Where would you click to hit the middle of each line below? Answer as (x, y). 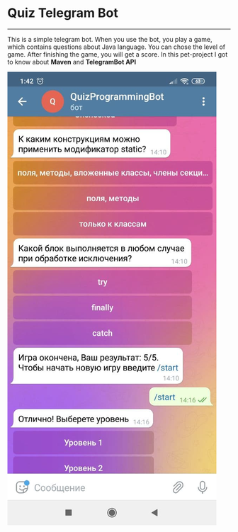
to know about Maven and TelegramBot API (72, 62)
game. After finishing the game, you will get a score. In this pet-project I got (118, 54)
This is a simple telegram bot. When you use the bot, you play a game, (110, 39)
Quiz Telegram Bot (63, 13)
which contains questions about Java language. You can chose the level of (117, 47)
